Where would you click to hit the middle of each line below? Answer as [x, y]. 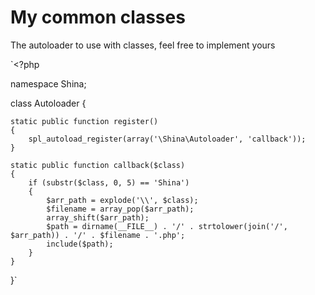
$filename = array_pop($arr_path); [120, 209]
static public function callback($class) [98, 165]
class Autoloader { [48, 103]
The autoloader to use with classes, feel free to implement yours [143, 45]
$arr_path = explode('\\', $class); [122, 200]
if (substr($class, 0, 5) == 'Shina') [109, 182]
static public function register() [84, 121]
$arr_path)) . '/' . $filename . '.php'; [98, 235]
